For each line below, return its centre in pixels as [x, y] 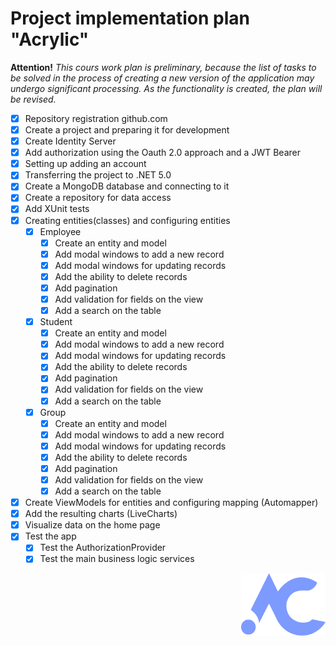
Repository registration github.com [96, 118]
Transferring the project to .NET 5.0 [98, 175]
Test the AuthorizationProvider [103, 548]
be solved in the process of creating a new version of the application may [162, 78]
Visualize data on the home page [92, 525]
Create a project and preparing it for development [127, 130]
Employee [60, 231]
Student [56, 322]
